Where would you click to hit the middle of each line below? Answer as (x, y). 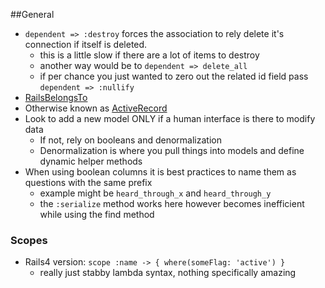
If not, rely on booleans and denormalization (130, 140)
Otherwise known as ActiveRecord (96, 108)
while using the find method (97, 214)
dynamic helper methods (91, 161)
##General (32, 14)
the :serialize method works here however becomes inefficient (172, 203)
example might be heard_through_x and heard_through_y (155, 193)
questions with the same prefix (88, 182)
